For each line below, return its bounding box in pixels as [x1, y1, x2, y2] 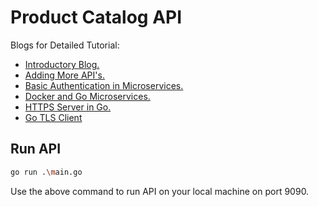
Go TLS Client [24, 111, 83, 123]
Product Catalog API [10, 6, 183, 29]
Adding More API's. [24, 69, 105, 81]
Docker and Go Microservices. [24, 90, 151, 102]
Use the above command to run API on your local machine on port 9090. [10, 185, 310, 197]
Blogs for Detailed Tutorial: [10, 39, 120, 51]
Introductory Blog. [24, 58, 100, 70]
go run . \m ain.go [10, 167, 83, 177]
